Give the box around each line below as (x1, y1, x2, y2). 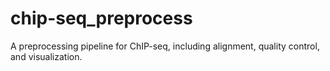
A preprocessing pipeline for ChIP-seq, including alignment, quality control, (10, 40, 320, 52)
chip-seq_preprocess (10, 7, 193, 30)
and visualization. (10, 50, 83, 62)
